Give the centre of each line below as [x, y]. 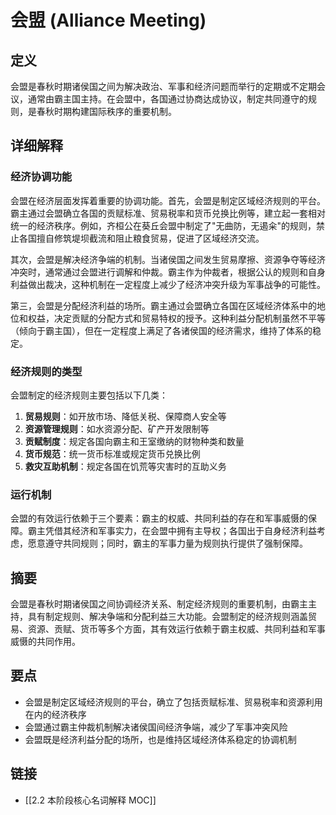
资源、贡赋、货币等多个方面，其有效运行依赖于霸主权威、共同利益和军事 [176, 629]
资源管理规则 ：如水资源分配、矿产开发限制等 [117, 428]
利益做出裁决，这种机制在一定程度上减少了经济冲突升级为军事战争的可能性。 [168, 284]
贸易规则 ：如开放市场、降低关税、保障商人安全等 [125, 416]
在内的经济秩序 [55, 714]
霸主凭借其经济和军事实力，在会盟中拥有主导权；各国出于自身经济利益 [172, 531]
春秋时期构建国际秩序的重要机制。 [106, 111]
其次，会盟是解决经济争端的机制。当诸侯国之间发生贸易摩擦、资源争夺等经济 [168, 259]
